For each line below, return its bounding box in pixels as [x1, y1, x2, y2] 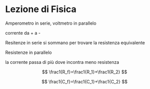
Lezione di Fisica [5, 4, 77, 15]
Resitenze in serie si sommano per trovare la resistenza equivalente [5, 39, 145, 46]
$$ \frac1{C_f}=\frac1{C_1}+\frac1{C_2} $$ [41, 78, 128, 84]
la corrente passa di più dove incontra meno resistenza [5, 59, 119, 65]
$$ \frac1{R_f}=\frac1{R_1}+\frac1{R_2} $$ [42, 69, 127, 75]
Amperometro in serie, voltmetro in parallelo [5, 20, 97, 26]
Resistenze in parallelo [5, 49, 52, 55]
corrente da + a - [5, 30, 41, 36]
